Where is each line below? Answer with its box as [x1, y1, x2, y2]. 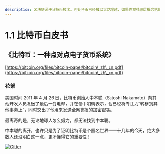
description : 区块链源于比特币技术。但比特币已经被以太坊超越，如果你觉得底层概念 [5, 7, 155, 12]
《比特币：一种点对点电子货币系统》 [5, 51, 115, 59]
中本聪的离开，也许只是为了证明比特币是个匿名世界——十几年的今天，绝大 [5, 128, 156, 133]
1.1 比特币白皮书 [5, 30, 69, 41]
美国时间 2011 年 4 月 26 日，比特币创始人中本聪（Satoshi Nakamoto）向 [5, 94, 152, 101]
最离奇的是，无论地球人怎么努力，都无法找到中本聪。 [5, 117, 113, 123]
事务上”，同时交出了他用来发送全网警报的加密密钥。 [9, 106, 115, 113]
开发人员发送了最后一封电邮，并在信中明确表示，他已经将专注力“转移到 [9, 101, 154, 106]
